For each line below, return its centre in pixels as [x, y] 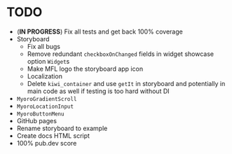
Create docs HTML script [53, 135]
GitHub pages [37, 120]
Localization [45, 76]
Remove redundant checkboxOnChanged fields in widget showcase [121, 54]
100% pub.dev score [47, 143]
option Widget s [48, 61]
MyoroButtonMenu [40, 114]
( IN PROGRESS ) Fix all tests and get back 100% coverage [100, 31]
